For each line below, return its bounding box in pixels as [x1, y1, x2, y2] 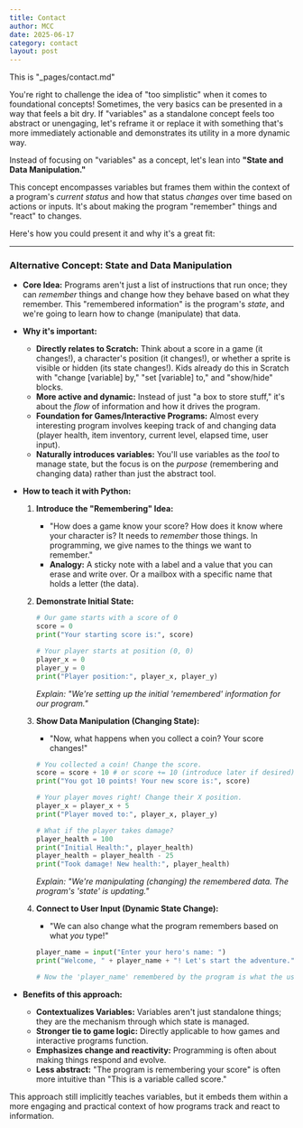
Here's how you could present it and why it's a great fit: [9, 228, 216, 240]
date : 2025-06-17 [9, 30, 75, 39]
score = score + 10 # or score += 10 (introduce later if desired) [35, 768, 295, 777]
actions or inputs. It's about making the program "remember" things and [9, 201, 278, 212]
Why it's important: [22, 326, 97, 337]
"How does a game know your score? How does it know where [49, 521, 283, 531]
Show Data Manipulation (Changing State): [35, 715, 200, 726]
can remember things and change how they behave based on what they [22, 289, 290, 300]
